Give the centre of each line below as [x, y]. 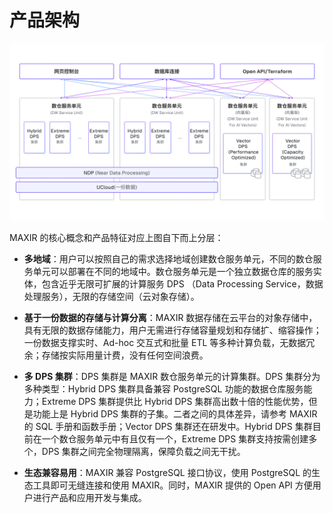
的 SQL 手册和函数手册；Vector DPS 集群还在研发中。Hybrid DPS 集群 [168, 427]
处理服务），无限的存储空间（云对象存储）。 [111, 297]
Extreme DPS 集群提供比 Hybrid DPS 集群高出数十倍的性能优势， [175, 402]
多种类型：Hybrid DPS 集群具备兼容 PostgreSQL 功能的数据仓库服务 [163, 389]
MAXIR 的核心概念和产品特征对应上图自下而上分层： [116, 238]
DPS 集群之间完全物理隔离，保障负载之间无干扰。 [143, 452]
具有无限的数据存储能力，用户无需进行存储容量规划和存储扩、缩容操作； [172, 330]
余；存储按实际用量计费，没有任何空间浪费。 [116, 355]
